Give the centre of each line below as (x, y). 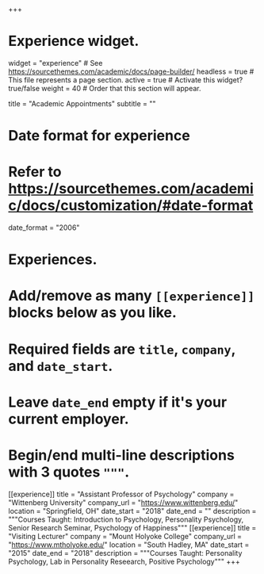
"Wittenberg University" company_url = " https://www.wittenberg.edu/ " (123, 502)
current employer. (69, 419)
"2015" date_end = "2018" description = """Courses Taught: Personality (125, 553)
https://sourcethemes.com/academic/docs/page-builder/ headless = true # (131, 71)
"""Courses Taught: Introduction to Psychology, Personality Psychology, (126, 519)
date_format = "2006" (44, 228)
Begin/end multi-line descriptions (122, 455)
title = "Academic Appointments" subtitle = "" (82, 103)
